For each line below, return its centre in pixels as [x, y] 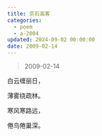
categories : [24, 20]
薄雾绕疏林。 [25, 96]
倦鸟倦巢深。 [25, 125]
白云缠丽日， [25, 81]
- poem [23, 27]
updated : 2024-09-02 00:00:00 [51, 40]
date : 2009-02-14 [32, 46]
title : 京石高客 [29, 14]
